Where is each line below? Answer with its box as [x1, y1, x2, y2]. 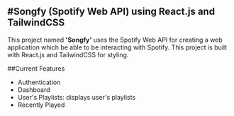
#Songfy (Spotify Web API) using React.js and [7, 6, 215, 18]
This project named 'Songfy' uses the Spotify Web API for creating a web [7, 35, 223, 44]
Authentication [17, 78, 61, 86]
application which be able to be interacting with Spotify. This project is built [7, 42, 228, 52]
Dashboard [17, 85, 51, 94]
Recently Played [17, 100, 65, 109]
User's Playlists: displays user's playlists [17, 93, 136, 101]
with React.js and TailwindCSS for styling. [7, 50, 129, 59]
